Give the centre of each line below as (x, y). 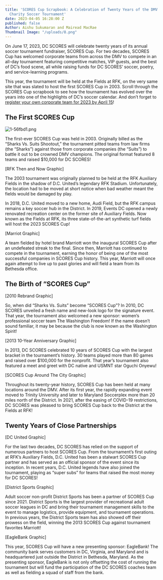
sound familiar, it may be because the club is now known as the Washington (81, 326)
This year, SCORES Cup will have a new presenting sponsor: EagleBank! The (81, 547)
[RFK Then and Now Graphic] (35, 169)
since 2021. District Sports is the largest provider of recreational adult (75, 502)
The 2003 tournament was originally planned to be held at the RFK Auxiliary (81, 178)
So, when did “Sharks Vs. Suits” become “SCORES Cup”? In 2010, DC (75, 305)
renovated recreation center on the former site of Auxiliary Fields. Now (76, 213)
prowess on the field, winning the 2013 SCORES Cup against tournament (78, 522)
